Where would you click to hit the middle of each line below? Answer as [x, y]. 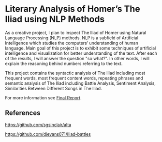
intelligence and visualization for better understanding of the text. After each [81, 53]
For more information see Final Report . [43, 97]
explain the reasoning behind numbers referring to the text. [64, 63]
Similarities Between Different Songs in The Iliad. [54, 88]
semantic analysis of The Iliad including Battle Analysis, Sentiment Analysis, [81, 83]
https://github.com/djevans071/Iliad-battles [48, 134]
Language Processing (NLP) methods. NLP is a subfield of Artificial [72, 38]
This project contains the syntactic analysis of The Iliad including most [75, 73]
